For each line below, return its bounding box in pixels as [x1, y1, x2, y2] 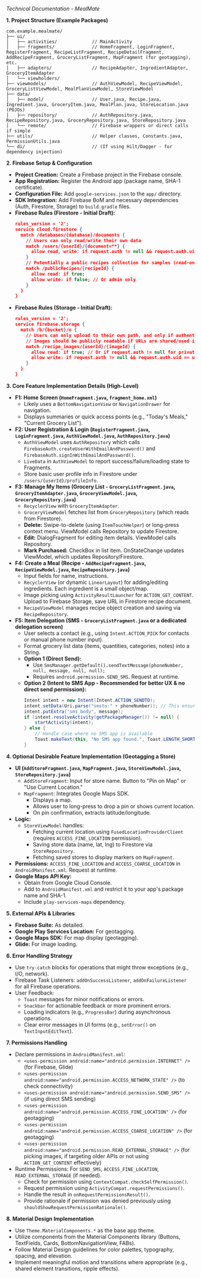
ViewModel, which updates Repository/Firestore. [23, 553, 144, 560]
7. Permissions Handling [6, 1039, 68, 1046]
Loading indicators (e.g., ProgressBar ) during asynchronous [23, 1008, 171, 1015]
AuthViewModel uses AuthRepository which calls [23, 438, 141, 445]
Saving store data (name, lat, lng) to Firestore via [32, 840, 153, 848]
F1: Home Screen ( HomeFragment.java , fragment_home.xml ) [14, 394, 157, 401]
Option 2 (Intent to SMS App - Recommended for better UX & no [23, 679, 185, 686]
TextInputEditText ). [23, 1027, 74, 1035]
